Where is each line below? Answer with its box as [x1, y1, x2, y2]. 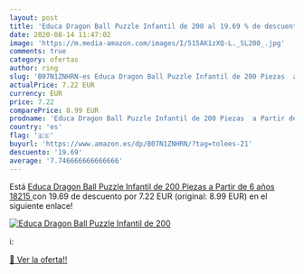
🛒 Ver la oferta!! [9, 254, 68, 265]
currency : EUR [9, 89, 63, 98]
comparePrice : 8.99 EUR [9, 106, 100, 115]
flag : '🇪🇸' [9, 131, 54, 140]
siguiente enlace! [9, 200, 73, 211]
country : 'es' [9, 123, 63, 132]
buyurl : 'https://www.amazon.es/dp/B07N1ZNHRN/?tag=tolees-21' [9, 139, 253, 148]
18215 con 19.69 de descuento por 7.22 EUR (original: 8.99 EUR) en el [9, 191, 268, 202]
